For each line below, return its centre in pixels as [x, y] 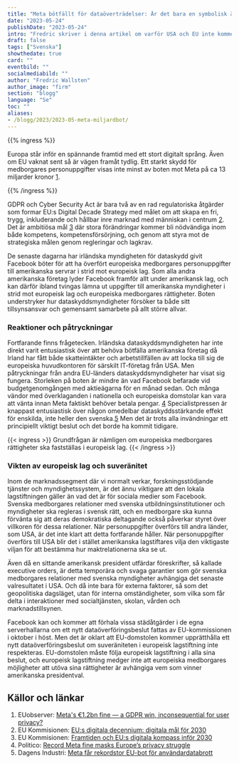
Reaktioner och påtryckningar [60, 327]
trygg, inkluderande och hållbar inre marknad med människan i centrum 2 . [116, 219]
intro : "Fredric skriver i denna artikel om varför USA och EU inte [111, 34]
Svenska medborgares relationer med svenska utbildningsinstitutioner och [116, 504]
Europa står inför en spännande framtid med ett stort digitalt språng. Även [116, 154]
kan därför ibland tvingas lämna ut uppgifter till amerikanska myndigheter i [116, 286]
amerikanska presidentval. [46, 675]
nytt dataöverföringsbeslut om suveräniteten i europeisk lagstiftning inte [113, 645]
